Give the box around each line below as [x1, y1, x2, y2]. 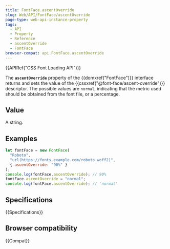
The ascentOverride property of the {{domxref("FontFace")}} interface [5, 74, 154, 81]
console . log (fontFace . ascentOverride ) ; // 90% [5, 171, 107, 177]
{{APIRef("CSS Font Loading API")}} [5, 65, 81, 71]
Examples [5, 134, 37, 143]
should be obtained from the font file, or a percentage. [5, 91, 120, 97]
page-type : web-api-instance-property [5, 17, 88, 22]
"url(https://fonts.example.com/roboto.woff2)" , [10, 157, 116, 162]
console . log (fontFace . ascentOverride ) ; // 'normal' [5, 181, 118, 186]
